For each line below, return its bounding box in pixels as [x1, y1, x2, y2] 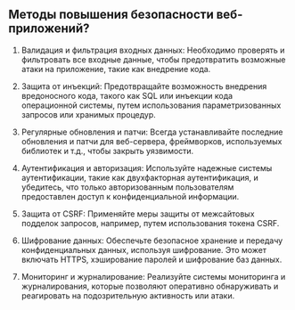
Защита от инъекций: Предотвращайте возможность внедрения [20, 80, 267, 92]
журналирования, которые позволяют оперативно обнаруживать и [20, 281, 279, 291]
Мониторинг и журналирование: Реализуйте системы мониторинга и [20, 271, 286, 281]
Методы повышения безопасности [8, 7, 215, 22]
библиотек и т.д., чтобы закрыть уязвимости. [20, 145, 194, 156]
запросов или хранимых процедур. [20, 109, 157, 119]
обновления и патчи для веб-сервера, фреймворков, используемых [20, 135, 283, 146]
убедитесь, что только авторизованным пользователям [20, 182, 234, 192]
